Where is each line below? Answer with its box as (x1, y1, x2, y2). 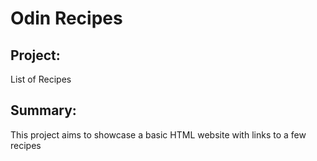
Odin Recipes (10, 7, 123, 30)
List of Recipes (10, 73, 72, 85)
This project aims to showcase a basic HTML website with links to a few (10, 128, 307, 141)
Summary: (10, 102, 77, 119)
